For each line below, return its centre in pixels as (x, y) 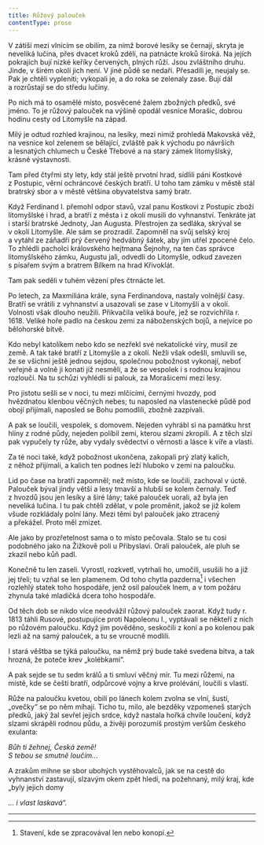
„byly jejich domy (36, 788)
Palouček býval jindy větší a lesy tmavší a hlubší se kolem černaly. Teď (123, 489)
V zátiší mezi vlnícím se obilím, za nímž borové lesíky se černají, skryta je (126, 45)
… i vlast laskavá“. (38, 803)
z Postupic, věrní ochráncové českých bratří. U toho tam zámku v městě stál (132, 183)
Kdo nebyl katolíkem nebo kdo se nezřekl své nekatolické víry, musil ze (123, 344)
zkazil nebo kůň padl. (42, 554)
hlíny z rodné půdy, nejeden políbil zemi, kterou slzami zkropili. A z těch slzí (130, 433)
